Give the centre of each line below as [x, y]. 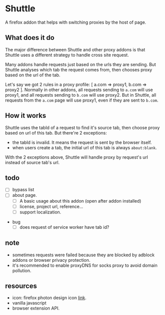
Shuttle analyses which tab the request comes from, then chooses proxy [79, 70]
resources [21, 286]
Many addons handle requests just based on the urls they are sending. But [81, 64]
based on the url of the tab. [33, 75]
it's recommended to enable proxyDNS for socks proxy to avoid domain [85, 265]
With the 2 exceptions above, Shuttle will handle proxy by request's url [77, 157]
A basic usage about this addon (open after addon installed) [80, 201]
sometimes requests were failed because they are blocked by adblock [83, 255]
